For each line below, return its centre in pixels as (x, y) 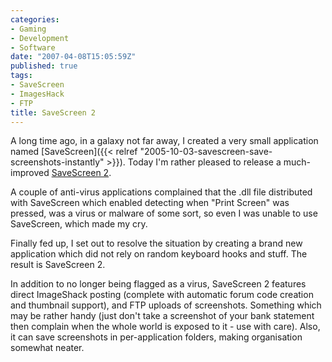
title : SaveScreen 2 (53, 112)
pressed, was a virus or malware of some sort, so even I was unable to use (164, 213)
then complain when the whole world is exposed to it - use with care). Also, (165, 327)
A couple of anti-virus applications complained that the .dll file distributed (161, 192)
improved (30, 173)
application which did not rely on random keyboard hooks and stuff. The (159, 254)
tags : (21, 76)
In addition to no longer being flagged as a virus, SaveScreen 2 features (158, 284)
